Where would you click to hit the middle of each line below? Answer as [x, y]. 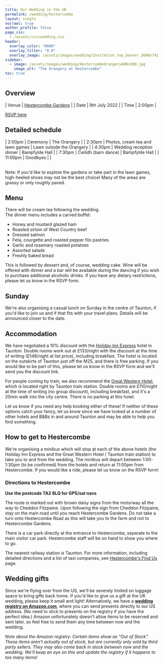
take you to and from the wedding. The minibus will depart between [73, 459]
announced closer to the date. [35, 319]
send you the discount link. [32, 371]
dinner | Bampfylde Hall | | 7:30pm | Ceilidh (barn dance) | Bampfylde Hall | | [82, 152]
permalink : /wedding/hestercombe [39, 14]
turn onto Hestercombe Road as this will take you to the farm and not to [77, 518]
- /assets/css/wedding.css [37, 37]
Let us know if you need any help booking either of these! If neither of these [82, 406]
